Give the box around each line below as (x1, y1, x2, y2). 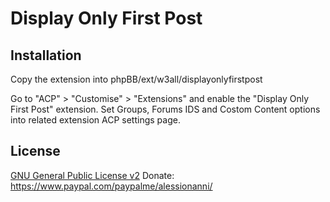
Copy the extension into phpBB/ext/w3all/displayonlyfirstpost (10, 73, 263, 85)
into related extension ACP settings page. (10, 114, 181, 126)
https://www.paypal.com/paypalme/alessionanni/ (10, 180, 213, 192)
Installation (10, 47, 82, 64)
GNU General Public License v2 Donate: (10, 169, 175, 181)
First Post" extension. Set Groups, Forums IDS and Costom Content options (10, 103, 321, 115)
